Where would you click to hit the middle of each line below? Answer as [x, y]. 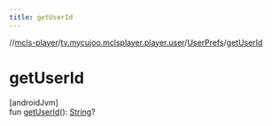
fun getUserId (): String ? [52, 112]
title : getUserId [41, 17]
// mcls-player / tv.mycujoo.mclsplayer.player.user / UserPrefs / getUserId [136, 42]
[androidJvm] [34, 102]
